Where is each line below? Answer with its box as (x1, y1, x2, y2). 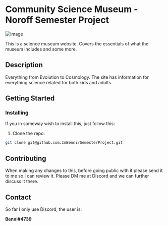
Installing (5, 109, 29, 117)
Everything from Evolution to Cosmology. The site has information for (5, 74, 149, 80)
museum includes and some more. (5, 46, 77, 52)
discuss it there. (5, 178, 39, 185)
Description (5, 61, 43, 69)
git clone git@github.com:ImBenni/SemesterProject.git (5, 140, 123, 145)
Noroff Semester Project (5, 14, 109, 26)
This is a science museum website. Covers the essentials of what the (5, 40, 149, 46)
